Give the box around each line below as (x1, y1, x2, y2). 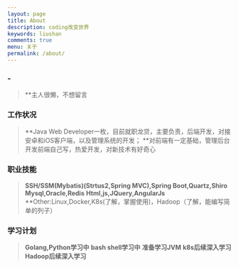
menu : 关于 (7, 43, 38, 50)
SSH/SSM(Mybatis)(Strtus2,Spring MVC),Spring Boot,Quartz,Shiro (24, 181, 228, 190)
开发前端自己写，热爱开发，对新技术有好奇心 (24, 145, 156, 153)
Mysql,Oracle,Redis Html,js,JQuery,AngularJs (24, 189, 166, 197)
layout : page (7, 10, 46, 18)
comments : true (7, 37, 53, 44)
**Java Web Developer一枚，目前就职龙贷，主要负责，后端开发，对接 (24, 127, 231, 136)
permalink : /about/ (7, 50, 65, 58)
